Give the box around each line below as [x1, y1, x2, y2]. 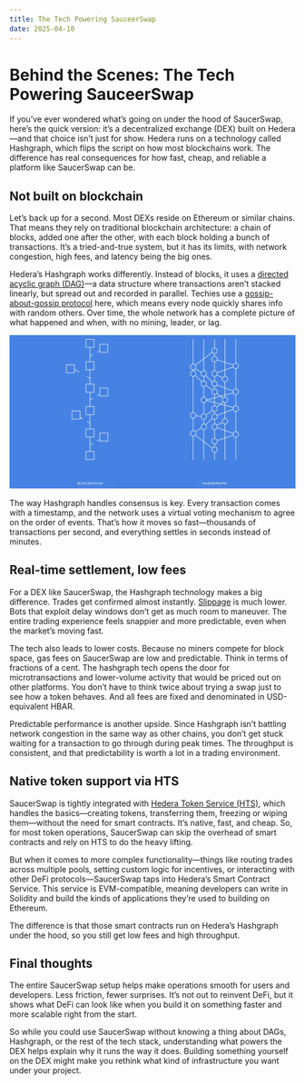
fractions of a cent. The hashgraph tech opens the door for [9, 662, 230, 672]
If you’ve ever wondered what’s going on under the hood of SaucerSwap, [9, 114, 283, 124]
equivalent [9, 701, 49, 712]
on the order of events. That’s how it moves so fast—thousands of [9, 516, 257, 527]
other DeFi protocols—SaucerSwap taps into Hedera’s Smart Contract [9, 873, 271, 884]
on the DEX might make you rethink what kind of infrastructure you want [9, 1055, 280, 1067]
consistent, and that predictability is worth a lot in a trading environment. [9, 747, 280, 758]
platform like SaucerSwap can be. [9, 162, 136, 173]
